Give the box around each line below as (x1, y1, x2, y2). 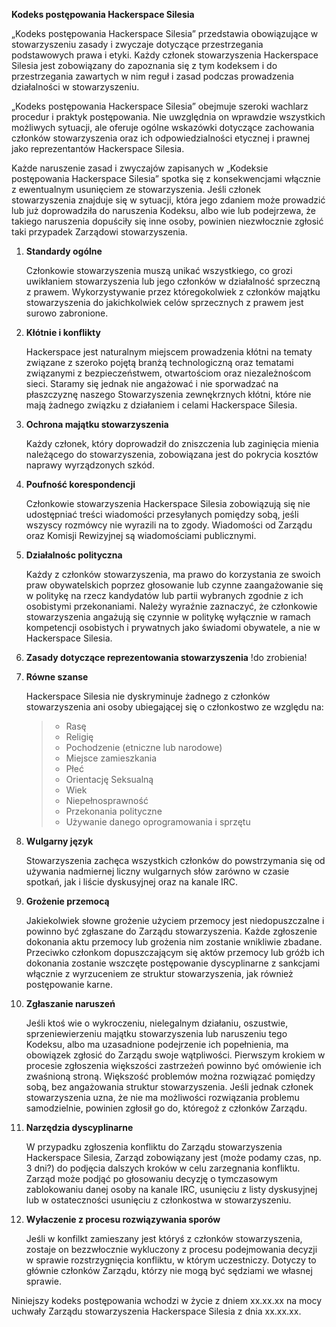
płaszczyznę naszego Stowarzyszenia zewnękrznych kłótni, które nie (25, 389, 312, 400)
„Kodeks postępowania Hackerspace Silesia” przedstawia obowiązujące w (11, 28, 319, 39)
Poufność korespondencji (25, 479, 136, 490)
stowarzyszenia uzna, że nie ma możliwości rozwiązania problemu (25, 1092, 300, 1103)
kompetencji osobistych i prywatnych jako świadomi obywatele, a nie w (25, 622, 321, 633)
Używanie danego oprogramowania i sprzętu (65, 816, 251, 828)
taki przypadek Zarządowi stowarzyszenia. (11, 226, 188, 238)
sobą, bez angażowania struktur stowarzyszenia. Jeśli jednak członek (25, 1081, 314, 1093)
